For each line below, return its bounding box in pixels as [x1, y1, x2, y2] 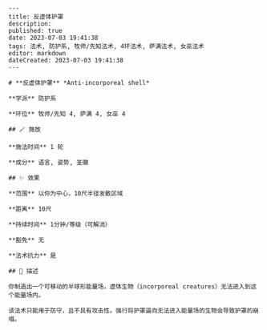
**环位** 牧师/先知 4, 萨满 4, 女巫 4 [8, 110, 126, 118]
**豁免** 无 [8, 236, 45, 244]
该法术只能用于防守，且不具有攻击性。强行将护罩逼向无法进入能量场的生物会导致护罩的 [8, 307, 253, 315]
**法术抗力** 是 [8, 252, 57, 260]
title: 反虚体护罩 [8, 13, 64, 21]
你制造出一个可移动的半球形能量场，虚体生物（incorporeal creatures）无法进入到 [8, 283, 251, 291]
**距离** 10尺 [8, 205, 52, 213]
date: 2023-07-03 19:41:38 [8, 34, 99, 42]
